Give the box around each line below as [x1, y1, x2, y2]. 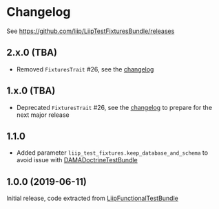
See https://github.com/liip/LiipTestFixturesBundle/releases [6, 27, 175, 35]
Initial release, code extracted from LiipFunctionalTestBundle [6, 194, 178, 203]
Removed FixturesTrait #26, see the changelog [16, 65, 154, 73]
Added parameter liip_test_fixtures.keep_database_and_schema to [16, 148, 208, 157]
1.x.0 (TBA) [6, 85, 56, 97]
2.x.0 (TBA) [6, 47, 58, 58]
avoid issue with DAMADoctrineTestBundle [16, 156, 138, 164]
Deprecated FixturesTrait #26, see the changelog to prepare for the [16, 103, 213, 111]
